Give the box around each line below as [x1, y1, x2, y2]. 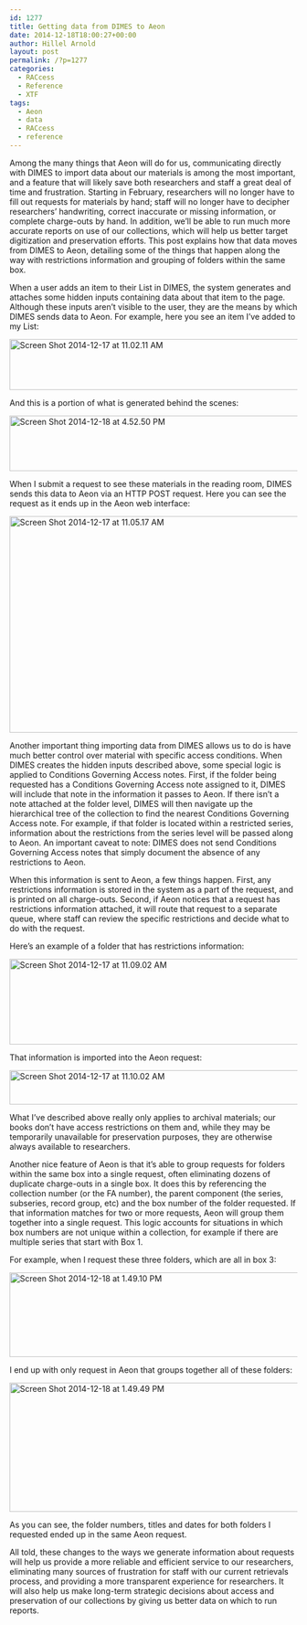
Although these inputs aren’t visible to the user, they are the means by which [9, 301, 298, 312]
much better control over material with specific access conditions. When [9, 749, 283, 760]
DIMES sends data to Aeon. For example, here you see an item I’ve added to [9, 311, 296, 322]
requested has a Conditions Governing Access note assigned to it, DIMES [9, 779, 286, 790]
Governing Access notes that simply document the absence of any [9, 846, 260, 857]
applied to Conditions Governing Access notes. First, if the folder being [9, 769, 277, 780]
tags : [9, 98, 30, 108]
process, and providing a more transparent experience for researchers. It [9, 1576, 285, 1587]
